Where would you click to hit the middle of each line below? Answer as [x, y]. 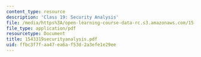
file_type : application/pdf [41, 28]
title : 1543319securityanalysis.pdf [52, 39]
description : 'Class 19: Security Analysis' [63, 17]
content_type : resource [36, 12]
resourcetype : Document [36, 34]
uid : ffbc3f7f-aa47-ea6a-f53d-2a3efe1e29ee [61, 45]
